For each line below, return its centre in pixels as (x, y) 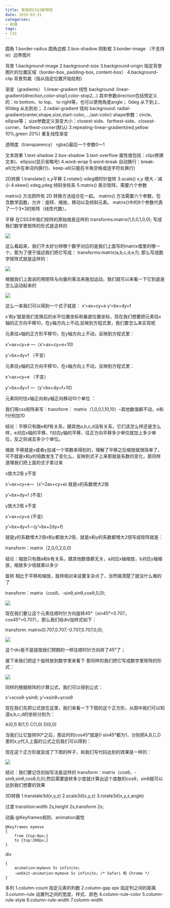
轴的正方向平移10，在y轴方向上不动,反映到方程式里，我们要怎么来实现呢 (80, 323)
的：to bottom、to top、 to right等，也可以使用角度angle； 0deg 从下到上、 (84, 102)
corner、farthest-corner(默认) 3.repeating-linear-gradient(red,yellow (77, 127)
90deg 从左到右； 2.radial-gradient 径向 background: (61, 108)
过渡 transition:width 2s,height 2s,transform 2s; (55, 806)
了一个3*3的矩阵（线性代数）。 (37, 208)
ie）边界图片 (18, 55)
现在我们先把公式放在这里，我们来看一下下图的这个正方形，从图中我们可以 (83, 708)
